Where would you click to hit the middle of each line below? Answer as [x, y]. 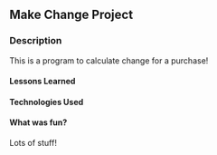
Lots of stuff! [33, 143]
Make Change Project [71, 15]
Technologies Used [47, 102]
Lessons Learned [42, 82]
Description [36, 41]
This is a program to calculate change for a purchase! [109, 60]
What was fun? [38, 122]
